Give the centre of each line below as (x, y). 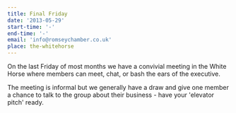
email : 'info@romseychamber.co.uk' (60, 40)
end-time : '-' (28, 33)
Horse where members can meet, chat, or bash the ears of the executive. (114, 74)
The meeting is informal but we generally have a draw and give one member (118, 87)
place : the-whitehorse (41, 46)
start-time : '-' (31, 27)
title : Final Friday (38, 14)
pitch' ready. (25, 102)
